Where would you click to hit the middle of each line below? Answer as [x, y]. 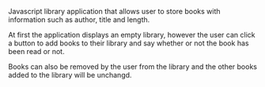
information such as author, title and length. [79, 20]
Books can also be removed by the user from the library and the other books [132, 67]
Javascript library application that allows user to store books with [114, 11]
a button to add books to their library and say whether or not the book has [129, 43]
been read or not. [36, 51]
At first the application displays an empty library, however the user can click [132, 35]
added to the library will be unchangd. [70, 75]
